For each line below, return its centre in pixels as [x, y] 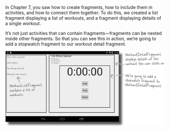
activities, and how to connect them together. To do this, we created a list [82, 13]
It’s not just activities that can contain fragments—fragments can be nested [83, 33]
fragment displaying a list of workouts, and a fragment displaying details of [83, 18]
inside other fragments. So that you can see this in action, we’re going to [81, 38]
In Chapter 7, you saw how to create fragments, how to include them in [79, 7]
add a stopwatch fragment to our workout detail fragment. [66, 44]
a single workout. [23, 23]
